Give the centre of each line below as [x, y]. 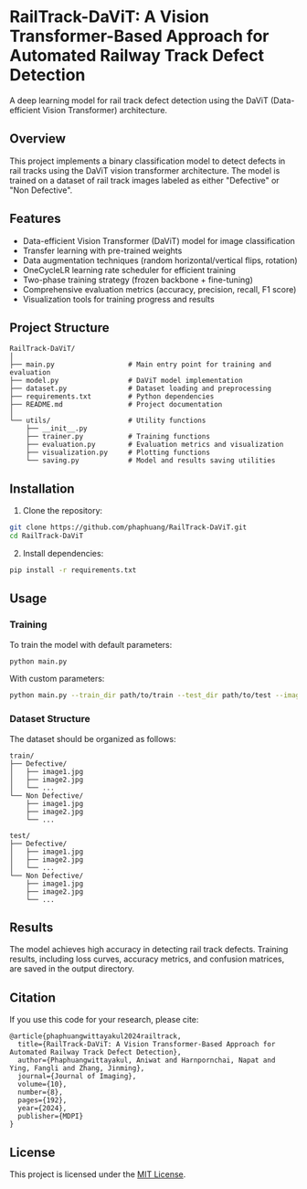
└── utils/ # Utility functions [108, 421]
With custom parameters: [57, 679]
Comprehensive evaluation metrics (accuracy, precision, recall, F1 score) [159, 289]
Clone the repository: [63, 511]
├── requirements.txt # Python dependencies [112, 397]
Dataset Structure [50, 719]
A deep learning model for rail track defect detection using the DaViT [139, 100]
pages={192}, [42, 1100]
